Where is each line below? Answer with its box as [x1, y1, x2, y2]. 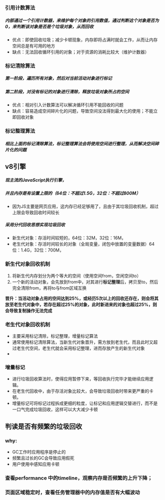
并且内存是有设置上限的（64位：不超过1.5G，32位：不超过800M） [5, 190, 141, 196]
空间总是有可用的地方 [12, 43, 55, 48]
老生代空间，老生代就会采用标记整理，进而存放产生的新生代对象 [16, 345, 145, 351]
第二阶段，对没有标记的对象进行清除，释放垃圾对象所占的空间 [5, 89, 129, 94]
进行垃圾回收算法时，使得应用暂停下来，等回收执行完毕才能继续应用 [12, 376, 149, 382]
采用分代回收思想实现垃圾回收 [5, 222, 65, 227]
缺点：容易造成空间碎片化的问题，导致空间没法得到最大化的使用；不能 [12, 108, 154, 114]
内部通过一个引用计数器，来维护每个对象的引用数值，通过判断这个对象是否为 [5, 17, 159, 23]
